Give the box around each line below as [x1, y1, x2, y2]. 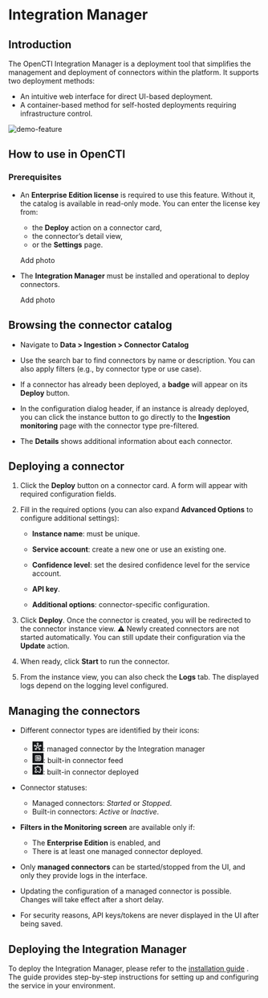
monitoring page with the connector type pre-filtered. [19, 421, 199, 430]
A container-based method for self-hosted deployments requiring [19, 101, 237, 109]
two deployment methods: [8, 76, 95, 85]
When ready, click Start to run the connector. [19, 657, 170, 667]
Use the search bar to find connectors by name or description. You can [19, 355, 255, 365]
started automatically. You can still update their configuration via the [19, 633, 246, 643]
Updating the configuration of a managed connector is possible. [19, 886, 232, 896]
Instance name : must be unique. [31, 529, 140, 539]
